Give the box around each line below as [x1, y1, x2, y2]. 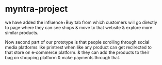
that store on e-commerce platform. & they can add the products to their [5, 49, 149, 55]
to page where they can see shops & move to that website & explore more [5, 24, 153, 30]
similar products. [5, 30, 39, 35]
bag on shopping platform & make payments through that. [5, 54, 120, 60]
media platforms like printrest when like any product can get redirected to [5, 44, 152, 50]
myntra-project [5, 3, 68, 15]
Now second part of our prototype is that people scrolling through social [5, 39, 149, 45]
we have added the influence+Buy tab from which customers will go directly [5, 19, 158, 25]
